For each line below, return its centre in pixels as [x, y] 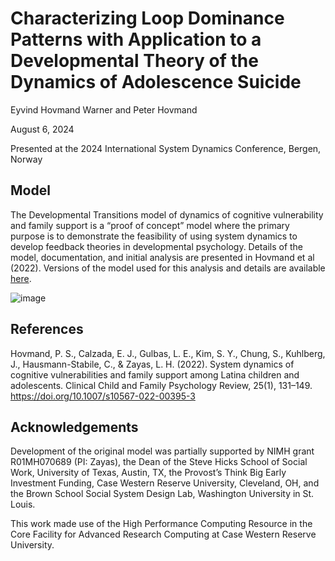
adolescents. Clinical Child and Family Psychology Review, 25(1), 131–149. [161, 385]
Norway [26, 159]
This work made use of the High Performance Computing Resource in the [161, 524]
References [47, 329]
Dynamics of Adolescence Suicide [156, 82]
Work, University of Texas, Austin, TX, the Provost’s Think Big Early [148, 473]
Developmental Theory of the [134, 61]
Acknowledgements [74, 427]
